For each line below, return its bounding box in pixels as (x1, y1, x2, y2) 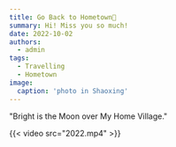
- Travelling (17, 62, 65, 71)
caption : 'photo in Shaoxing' (17, 86, 128, 95)
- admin (17, 46, 46, 55)
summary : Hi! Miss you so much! (9, 21, 128, 30)
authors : (9, 37, 42, 47)
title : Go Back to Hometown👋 (9, 12, 117, 22)
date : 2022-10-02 (9, 29, 73, 38)
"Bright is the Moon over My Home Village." (9, 111, 168, 121)
